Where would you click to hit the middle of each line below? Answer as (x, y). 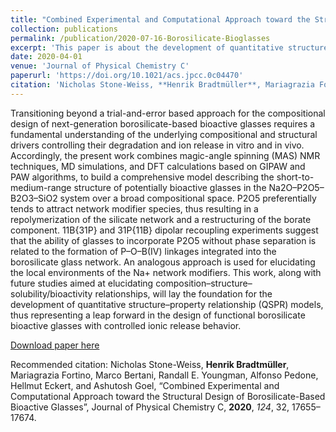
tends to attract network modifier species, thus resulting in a (134, 208)
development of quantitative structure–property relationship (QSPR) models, (167, 304)
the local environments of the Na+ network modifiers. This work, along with (166, 272)
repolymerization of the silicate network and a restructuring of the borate (161, 219)
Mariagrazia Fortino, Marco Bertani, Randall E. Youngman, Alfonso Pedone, (164, 375)
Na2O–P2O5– (296, 187)
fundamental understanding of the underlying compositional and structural (164, 134)
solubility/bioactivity (51, 293)
